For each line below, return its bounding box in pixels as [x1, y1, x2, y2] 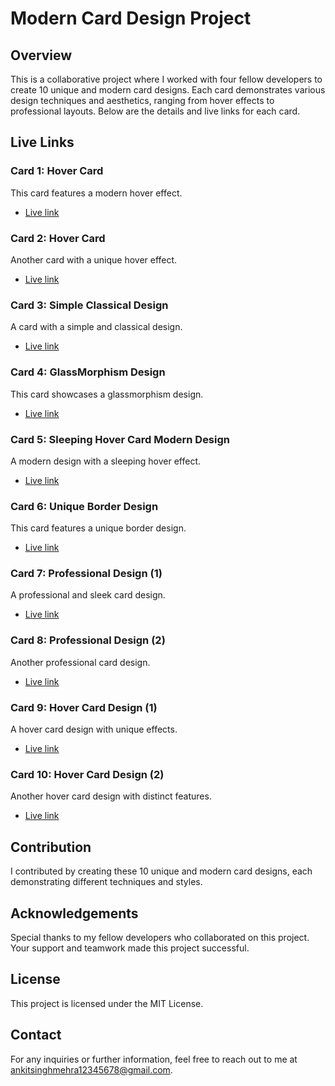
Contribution [10, 838, 92, 856]
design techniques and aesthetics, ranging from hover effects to [10, 95, 275, 106]
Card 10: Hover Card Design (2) [10, 767, 165, 781]
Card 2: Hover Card [10, 231, 106, 245]
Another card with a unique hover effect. [10, 253, 178, 266]
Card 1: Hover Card [10, 164, 104, 178]
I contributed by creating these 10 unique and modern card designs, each [10, 865, 313, 877]
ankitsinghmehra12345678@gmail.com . [10, 1063, 173, 1076]
